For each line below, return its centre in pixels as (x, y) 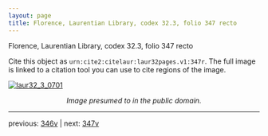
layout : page (30, 16)
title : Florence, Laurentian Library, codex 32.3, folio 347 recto (123, 23)
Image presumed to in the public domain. (134, 100)
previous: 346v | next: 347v (54, 123)
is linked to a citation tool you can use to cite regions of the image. (117, 69)
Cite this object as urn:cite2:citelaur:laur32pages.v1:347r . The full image (132, 61)
